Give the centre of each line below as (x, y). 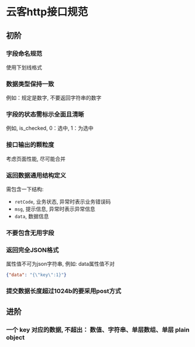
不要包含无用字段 (30, 233)
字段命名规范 (24, 53)
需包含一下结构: (25, 189)
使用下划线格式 (24, 67)
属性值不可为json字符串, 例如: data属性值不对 (61, 264)
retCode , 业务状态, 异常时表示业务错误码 (63, 202)
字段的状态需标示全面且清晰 (45, 115)
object (16, 338)
